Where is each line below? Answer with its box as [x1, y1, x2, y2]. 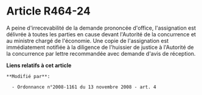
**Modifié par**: [6, 73, 50, 79]
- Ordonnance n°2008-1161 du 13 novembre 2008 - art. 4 [12, 84, 156, 90]
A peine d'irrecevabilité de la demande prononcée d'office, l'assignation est [6, 24, 196, 31]
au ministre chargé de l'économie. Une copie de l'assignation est [6, 37, 169, 44]
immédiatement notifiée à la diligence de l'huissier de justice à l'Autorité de [6, 44, 194, 51]
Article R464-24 [6, 4, 91, 18]
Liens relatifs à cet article [6, 62, 72, 69]
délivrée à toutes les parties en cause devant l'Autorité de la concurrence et [6, 30, 197, 38]
